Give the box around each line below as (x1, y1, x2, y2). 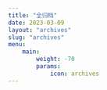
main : (22, 48, 41, 56)
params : (36, 63, 61, 70)
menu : (8, 41, 26, 49)
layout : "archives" (8, 26, 72, 34)
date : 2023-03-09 (8, 19, 65, 27)
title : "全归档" (8, 11, 58, 20)
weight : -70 (36, 56, 76, 63)
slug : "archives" (8, 33, 65, 41)
